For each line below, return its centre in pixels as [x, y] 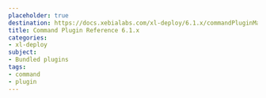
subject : [23, 52]
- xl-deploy [28, 45]
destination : [30, 23]
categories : [28, 38]
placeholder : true [38, 15]
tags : [17, 67]
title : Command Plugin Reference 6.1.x [74, 30]
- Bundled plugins [38, 60]
